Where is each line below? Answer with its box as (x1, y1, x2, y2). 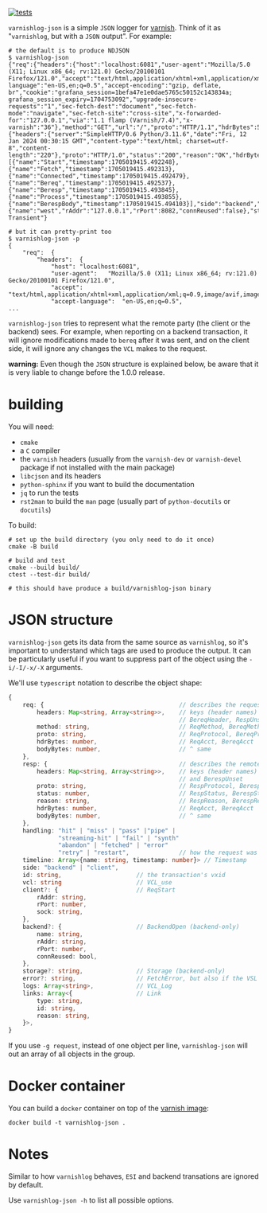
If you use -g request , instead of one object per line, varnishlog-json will (8, 1041, 248, 1051)
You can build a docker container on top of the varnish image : (8, 1103, 209, 1114)
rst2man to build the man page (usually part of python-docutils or (19, 496, 231, 505)
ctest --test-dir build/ (8, 570, 91, 579)
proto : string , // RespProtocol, (37, 782, 237, 790)
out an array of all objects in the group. (8, 1049, 136, 1059)
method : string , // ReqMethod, (37, 723, 226, 731)
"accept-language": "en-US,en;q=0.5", (50, 298, 183, 306)
